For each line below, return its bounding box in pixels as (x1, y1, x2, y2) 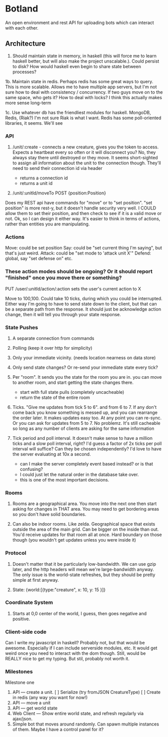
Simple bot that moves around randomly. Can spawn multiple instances (12, 721, 159, 727)
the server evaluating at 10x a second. (12, 451, 91, 457)
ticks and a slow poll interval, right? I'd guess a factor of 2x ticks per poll (12, 440, 162, 446)
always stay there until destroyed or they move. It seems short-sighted (12, 155, 158, 161)
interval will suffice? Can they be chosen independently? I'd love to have (12, 445, 161, 451)
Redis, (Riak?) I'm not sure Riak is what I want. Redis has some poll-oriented (5, 115, 161, 121)
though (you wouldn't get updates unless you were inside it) (12, 537, 136, 543)
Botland (5, 3, 38, 15)
